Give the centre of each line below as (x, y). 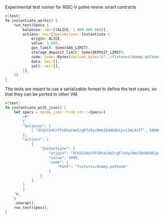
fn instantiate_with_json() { (36, 108)
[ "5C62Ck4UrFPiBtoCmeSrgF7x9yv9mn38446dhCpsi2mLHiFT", (89, 131)
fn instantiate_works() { (31, 21)
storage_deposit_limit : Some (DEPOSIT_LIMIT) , (78, 52)
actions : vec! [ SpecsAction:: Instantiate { (66, 34)
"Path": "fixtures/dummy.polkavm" (92, 167)
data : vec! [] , (45, 61)
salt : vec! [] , (45, 66)
